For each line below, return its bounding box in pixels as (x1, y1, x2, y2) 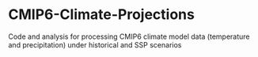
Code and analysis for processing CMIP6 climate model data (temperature (8, 32, 251, 41)
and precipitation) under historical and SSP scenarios (8, 40, 182, 49)
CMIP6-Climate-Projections (8, 6, 195, 24)
